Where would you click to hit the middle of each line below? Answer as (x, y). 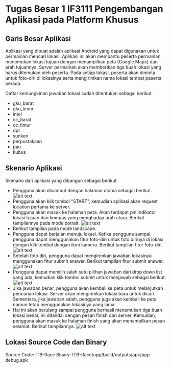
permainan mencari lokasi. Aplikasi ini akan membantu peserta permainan (83, 56)
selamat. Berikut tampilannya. (44, 326)
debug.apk (17, 360)
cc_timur (22, 125)
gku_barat (23, 103)
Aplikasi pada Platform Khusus (72, 20)
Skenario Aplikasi (34, 168)
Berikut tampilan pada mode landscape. (55, 228)
